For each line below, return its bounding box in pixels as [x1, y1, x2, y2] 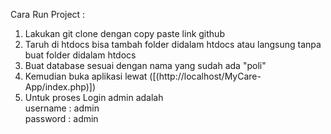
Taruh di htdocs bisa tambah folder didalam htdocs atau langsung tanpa [24, 39, 322, 50]
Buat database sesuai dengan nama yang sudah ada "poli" [24, 60, 267, 71]
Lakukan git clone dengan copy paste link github [24, 28, 225, 39]
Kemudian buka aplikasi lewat [24, 70, 148, 82]
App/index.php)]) [24, 81, 96, 93]
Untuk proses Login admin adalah [24, 92, 164, 103]
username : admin [24, 102, 100, 114]
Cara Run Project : [10, 9, 86, 20]
